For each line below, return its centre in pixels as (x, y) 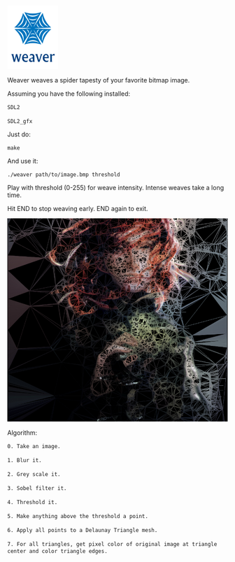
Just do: (19, 134)
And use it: (23, 161)
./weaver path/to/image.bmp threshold (64, 175)
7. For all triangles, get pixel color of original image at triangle (112, 545)
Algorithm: (22, 433)
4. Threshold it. (33, 503)
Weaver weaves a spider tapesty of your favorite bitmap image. (99, 80)
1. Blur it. (24, 461)
